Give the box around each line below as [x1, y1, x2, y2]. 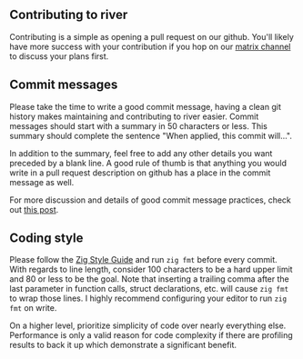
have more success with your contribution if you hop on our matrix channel [9, 41, 291, 52]
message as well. [9, 176, 75, 187]
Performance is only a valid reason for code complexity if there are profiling [9, 330, 293, 341]
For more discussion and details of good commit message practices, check [9, 194, 291, 205]
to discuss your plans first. [9, 50, 109, 62]
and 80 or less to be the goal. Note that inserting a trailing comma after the [9, 274, 289, 284]
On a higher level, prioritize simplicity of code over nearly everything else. [9, 320, 287, 331]
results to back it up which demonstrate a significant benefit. [9, 340, 237, 351]
